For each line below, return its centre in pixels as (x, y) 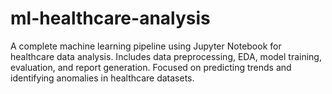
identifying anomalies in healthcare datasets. (102, 78)
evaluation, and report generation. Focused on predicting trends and (151, 67)
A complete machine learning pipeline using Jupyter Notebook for (146, 46)
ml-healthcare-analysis (110, 18)
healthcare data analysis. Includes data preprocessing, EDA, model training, (166, 56)
